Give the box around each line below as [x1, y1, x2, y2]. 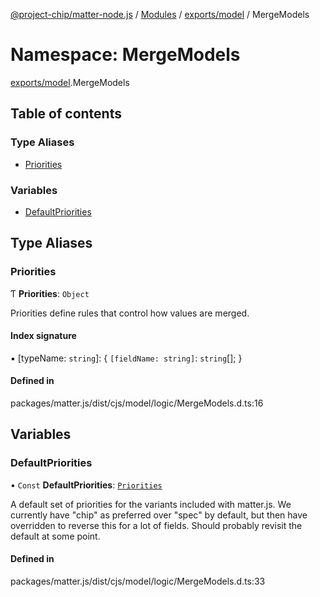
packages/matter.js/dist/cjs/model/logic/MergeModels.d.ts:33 [10, 575, 266, 587]
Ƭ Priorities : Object [10, 287, 90, 299]
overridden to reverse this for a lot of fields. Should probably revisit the [10, 519, 303, 531]
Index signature [10, 330, 77, 342]
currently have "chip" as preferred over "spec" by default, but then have [10, 509, 308, 521]
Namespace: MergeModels [10, 44, 241, 66]
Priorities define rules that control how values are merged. [10, 307, 250, 319]
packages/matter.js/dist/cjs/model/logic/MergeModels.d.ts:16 [10, 397, 264, 409]
